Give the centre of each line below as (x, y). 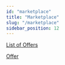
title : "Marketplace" (33, 17)
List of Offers (22, 45)
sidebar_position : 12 (33, 28)
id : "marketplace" (29, 12)
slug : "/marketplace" (33, 22)
